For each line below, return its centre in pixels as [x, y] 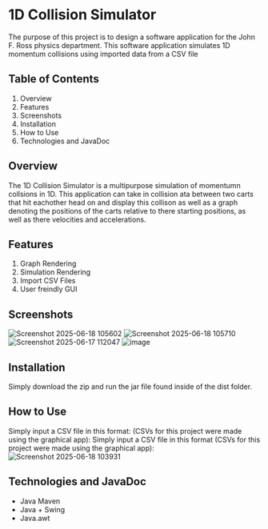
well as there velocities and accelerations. [77, 219]
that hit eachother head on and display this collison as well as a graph [123, 202]
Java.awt [35, 518]
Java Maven [40, 501]
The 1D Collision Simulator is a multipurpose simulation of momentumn [125, 185]
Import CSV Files [48, 281]
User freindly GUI [48, 289]
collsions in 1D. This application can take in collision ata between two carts [131, 194]
